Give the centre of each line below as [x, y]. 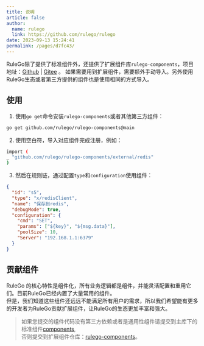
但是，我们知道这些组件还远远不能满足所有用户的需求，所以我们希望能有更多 [102, 301]
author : [16, 23]
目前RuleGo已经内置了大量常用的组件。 [66, 293]
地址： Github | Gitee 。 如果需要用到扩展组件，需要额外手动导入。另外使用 [100, 71]
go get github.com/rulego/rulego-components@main [71, 128]
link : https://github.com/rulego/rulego [64, 35]
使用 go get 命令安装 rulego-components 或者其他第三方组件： [89, 116]
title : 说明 [20, 12]
